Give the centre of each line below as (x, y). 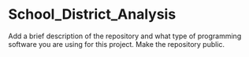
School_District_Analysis (92, 14)
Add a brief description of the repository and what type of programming (125, 36)
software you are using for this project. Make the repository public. (117, 44)
